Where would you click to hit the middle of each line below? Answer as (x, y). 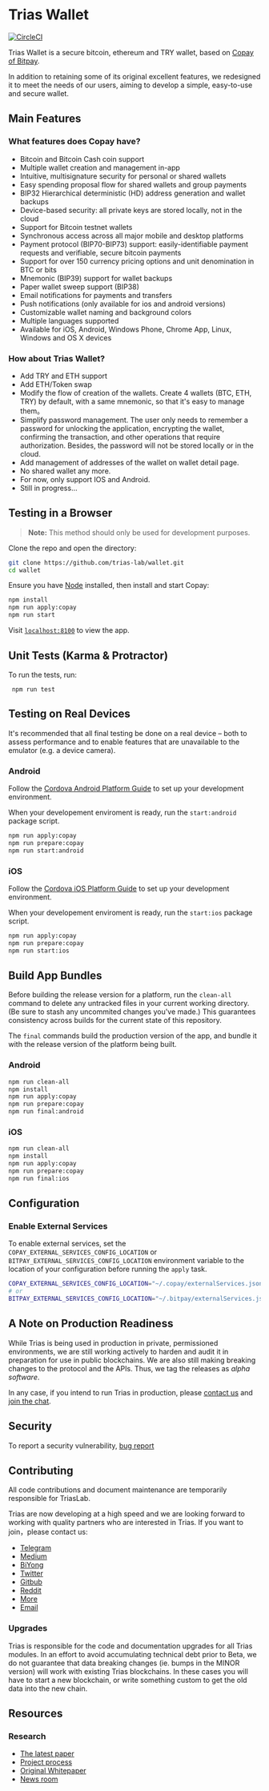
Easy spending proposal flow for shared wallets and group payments (133, 184)
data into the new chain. (48, 1688)
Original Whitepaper (53, 1771)
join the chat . (30, 1401)
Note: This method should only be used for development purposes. (139, 532)
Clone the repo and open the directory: (72, 548)
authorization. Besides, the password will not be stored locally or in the (137, 445)
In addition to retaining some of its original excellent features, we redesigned (134, 76)
